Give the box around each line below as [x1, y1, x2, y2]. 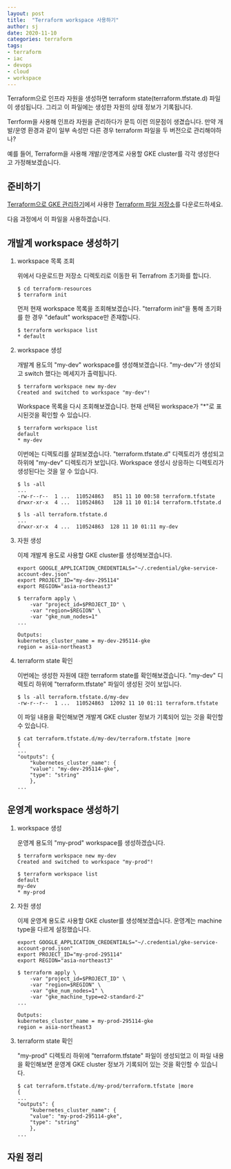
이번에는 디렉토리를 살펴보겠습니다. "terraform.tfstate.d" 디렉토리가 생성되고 [17, 450, 224, 457]
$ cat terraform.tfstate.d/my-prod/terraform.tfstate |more [17, 1082, 194, 1089]
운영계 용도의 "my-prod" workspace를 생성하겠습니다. [17, 838, 165, 846]
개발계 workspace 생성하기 [7, 237, 119, 249]
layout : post [7, 10, 45, 17]
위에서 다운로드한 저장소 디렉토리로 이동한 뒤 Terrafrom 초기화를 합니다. [17, 271, 212, 280]
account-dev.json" [17, 571, 70, 578]
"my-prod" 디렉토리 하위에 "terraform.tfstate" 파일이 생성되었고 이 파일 [17, 1051, 212, 1060]
